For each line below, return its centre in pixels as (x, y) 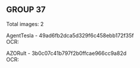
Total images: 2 (25, 24)
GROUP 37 (26, 10)
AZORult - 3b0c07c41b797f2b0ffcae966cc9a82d (66, 53)
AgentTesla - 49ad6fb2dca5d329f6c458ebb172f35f (70, 35)
